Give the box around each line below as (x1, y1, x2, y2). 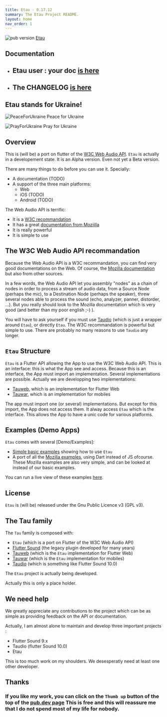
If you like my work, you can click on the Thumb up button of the (5, 693, 160, 700)
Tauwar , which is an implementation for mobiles (12, 391, 111, 397)
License (5, 489, 30, 497)
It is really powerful (12, 227, 52, 233)
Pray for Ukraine (43, 123, 77, 129)
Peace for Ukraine (46, 113, 84, 120)
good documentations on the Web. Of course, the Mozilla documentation (5, 265, 155, 271)
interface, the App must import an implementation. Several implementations (5, 371, 161, 377)
